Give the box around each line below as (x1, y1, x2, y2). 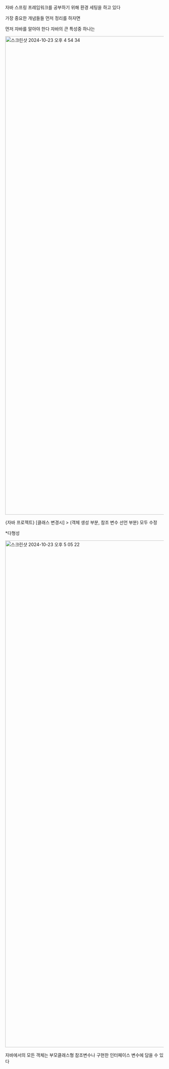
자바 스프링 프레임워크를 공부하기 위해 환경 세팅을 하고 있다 (5, 5, 121, 10)
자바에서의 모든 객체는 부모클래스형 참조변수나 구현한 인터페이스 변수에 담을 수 (5, 1052, 158, 1058)
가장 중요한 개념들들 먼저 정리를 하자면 (5, 15, 80, 21)
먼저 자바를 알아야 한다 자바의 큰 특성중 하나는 (5, 26, 96, 32)
